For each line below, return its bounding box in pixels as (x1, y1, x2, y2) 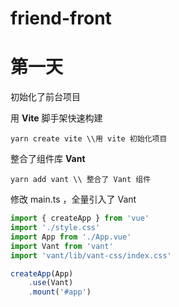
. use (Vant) (28, 278, 74, 288)
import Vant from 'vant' (10, 241, 114, 251)
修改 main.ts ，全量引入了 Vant (10, 193, 137, 206)
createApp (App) (10, 268, 74, 279)
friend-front (10, 7, 112, 30)
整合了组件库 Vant (10, 153, 86, 165)
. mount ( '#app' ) (28, 287, 92, 297)
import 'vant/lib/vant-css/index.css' (10, 250, 172, 261)
